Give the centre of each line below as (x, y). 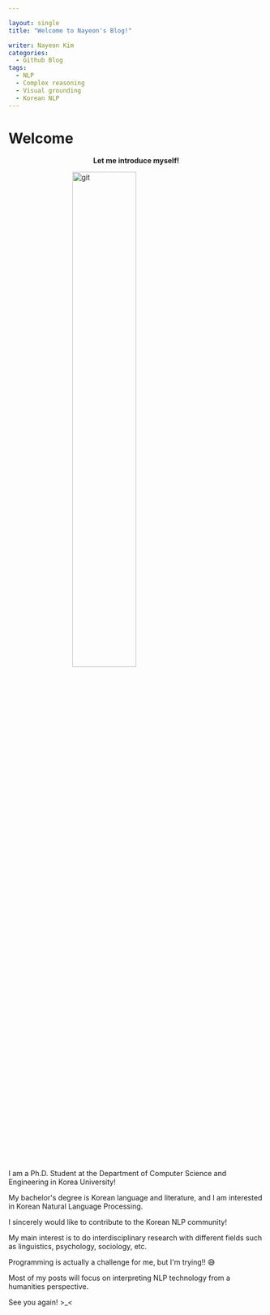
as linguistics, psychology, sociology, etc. (78, 1247)
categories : (28, 53)
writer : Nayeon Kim (41, 45)
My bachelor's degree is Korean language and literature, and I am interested (135, 1198)
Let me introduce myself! (136, 161)
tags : (17, 68)
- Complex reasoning (50, 83)
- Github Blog (39, 61)
